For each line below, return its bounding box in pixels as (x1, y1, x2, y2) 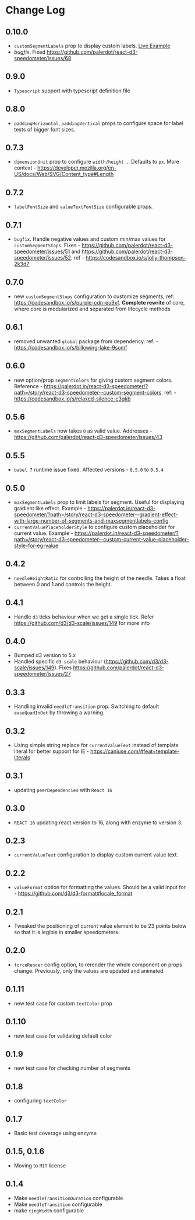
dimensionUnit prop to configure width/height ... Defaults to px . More (13, 158, 180, 165)
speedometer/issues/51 (13, 248, 70, 255)
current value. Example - (13, 530, 73, 537)
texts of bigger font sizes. (13, 126, 76, 133)
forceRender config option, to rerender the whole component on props (13, 961, 183, 968)
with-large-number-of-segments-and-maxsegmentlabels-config (13, 517, 169, 524)
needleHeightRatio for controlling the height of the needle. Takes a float (13, 574, 186, 582)
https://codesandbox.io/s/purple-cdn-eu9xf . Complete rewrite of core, (13, 299, 185, 306)
